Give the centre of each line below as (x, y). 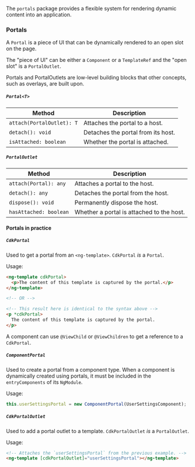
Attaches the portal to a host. (123, 123)
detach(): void (30, 133)
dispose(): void (32, 203)
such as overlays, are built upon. (45, 84)
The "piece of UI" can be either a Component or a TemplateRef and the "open (96, 60)
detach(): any (29, 193)
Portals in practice (29, 228)
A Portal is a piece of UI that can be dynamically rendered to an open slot (95, 43)
